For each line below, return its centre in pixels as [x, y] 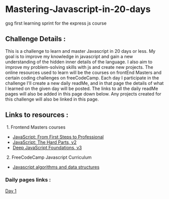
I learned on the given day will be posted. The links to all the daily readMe [82, 88]
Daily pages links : [28, 180]
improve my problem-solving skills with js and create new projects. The [79, 67]
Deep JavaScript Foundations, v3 [47, 147]
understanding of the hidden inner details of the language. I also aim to [79, 62]
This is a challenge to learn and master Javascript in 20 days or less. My [80, 51]
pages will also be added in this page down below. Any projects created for [83, 93]
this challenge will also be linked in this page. [52, 99]
